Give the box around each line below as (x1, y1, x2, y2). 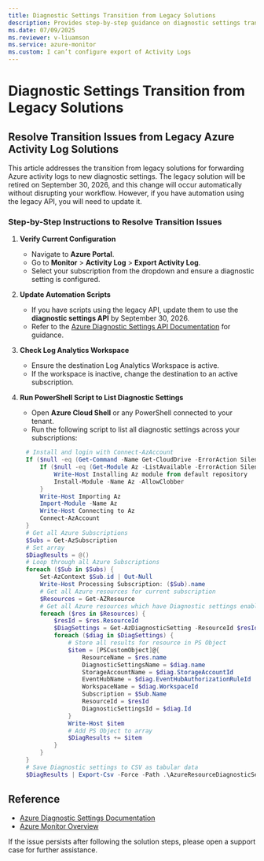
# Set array (25, 544, 65, 551)
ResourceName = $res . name (82, 653, 167, 662)
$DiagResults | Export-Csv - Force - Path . (25, 770, 167, 778)
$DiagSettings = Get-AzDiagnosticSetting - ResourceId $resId (53, 624, 258, 633)
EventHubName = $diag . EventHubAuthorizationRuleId (82, 675, 251, 684)
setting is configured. (31, 275, 101, 284)
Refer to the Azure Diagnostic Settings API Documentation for (31, 322, 231, 332)
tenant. (31, 417, 55, 426)
